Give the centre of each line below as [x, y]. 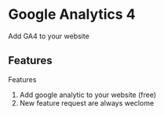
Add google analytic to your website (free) [88, 95]
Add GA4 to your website [49, 36]
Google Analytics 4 [72, 14]
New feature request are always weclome [87, 102]
